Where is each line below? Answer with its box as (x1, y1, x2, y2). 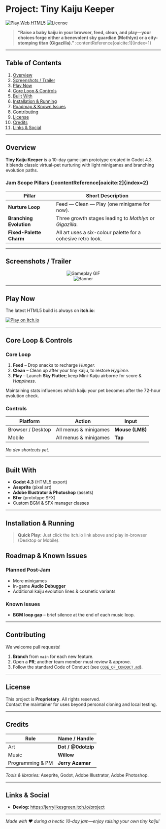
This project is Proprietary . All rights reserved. (5, 696, 100, 702)
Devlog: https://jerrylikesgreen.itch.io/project (12, 804, 105, 810)
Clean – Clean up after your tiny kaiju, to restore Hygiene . (12, 367, 130, 374)
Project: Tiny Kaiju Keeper (5, 3, 115, 15)
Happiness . (12, 378, 36, 384)
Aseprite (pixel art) (12, 484, 52, 490)
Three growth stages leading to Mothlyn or (56, 215, 155, 221)
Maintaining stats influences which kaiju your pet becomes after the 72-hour (5, 388, 161, 393)
